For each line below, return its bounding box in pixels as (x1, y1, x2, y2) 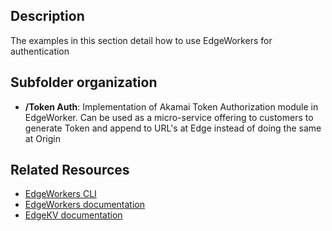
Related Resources (10, 162, 130, 179)
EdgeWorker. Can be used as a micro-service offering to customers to (24, 111, 314, 123)
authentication (10, 45, 70, 57)
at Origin (24, 132, 61, 144)
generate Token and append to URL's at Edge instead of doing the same (24, 122, 322, 134)
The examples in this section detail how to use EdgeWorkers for (10, 34, 273, 46)
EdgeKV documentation (24, 209, 123, 221)
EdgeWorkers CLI (24, 188, 97, 200)
